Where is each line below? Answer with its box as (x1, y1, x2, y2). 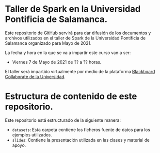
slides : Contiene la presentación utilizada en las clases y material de (12, 137, 150, 143)
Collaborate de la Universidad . (5, 74, 65, 79)
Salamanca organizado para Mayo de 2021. (5, 40, 92, 46)
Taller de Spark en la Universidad (5, 3, 141, 15)
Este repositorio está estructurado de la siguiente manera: (5, 117, 121, 123)
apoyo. (12, 142, 26, 148)
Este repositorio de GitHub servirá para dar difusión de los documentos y (5, 30, 151, 36)
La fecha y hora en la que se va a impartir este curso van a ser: (5, 50, 131, 56)
